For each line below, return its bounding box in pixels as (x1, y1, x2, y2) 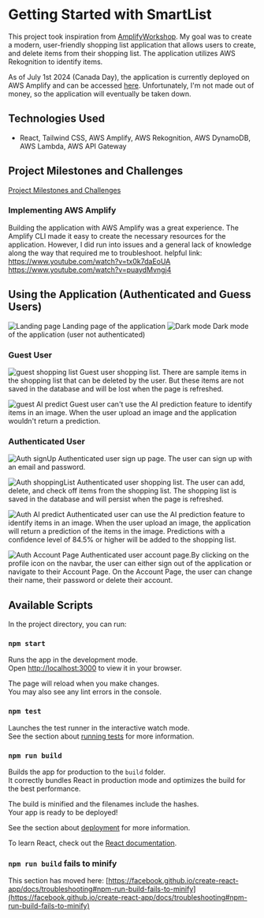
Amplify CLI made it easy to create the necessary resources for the (8, 231, 226, 240)
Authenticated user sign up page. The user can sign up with (58, 454, 253, 463)
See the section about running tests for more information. (8, 731, 195, 741)
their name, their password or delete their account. (8, 576, 173, 585)
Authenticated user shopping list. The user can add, (76, 478, 246, 487)
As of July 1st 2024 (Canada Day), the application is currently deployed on (8, 72, 250, 81)
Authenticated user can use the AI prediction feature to (66, 510, 246, 519)
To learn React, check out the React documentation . (8, 838, 177, 848)
